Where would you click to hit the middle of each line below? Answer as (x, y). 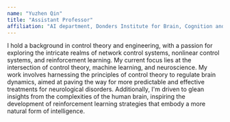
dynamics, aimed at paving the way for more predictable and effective (106, 82)
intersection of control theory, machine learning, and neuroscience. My (107, 68)
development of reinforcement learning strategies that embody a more (106, 104)
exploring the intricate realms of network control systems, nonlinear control (113, 53)
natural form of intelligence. (46, 111)
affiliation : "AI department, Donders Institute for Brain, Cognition (110, 26)
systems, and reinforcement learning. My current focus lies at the (99, 60)
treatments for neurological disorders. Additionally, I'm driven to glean (106, 89)
